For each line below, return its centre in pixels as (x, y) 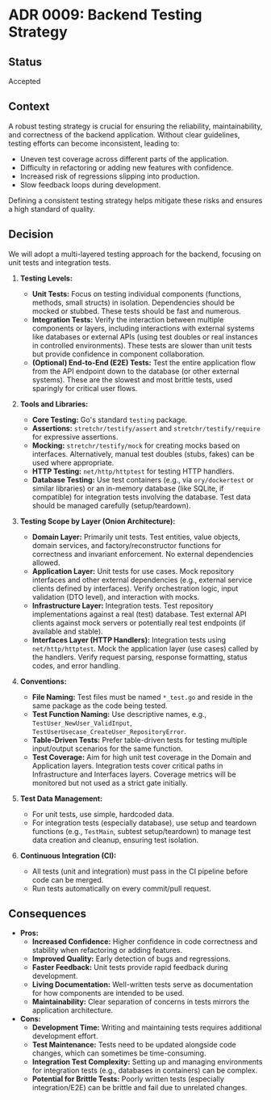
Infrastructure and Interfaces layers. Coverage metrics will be (134, 774)
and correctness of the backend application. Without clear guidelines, (124, 134)
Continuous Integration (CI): (68, 855)
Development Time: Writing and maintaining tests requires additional (147, 1027)
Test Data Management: (61, 799)
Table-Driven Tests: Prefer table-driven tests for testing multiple (140, 740)
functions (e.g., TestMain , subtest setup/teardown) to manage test (142, 831)
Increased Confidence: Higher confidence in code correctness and (145, 942)
